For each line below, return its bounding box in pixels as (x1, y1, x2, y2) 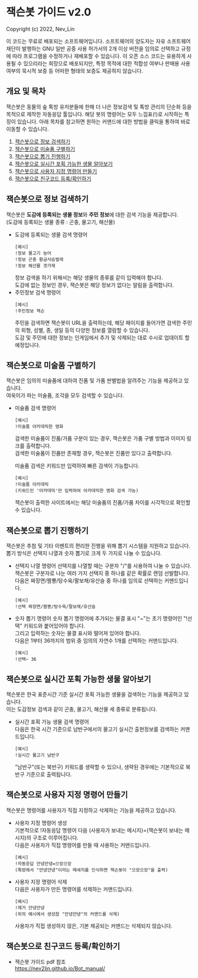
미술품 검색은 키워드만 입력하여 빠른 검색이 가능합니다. (14, 462, 140, 469)
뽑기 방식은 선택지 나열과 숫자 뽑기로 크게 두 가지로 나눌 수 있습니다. (6, 549, 162, 557)
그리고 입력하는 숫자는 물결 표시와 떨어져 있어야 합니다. (14, 629, 141, 637)
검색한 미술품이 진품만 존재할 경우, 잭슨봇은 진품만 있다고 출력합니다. (14, 450, 173, 457)
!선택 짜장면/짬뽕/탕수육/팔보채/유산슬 (14, 604, 96, 610)
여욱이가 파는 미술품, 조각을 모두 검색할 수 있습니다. (6, 392, 124, 399)
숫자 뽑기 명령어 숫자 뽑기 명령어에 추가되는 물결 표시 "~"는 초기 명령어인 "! (14, 615, 188, 622)
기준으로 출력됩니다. (25, 771, 72, 778)
